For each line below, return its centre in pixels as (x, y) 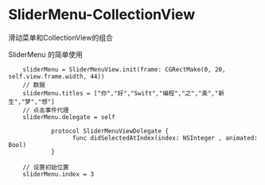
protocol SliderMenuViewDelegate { (110, 131)
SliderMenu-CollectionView (102, 15)
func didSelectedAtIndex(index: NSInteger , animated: (165, 138)
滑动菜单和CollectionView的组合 (60, 37)
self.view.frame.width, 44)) (57, 76)
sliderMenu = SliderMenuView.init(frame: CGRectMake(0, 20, (124, 69)
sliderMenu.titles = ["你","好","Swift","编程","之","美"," (121, 93)
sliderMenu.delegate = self (69, 117)
